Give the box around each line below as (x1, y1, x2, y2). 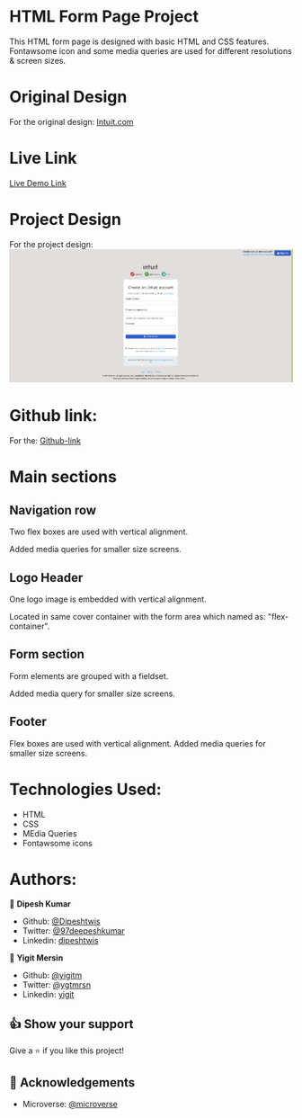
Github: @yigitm (22, 970, 83, 981)
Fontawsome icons (22, 837, 93, 848)
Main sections (9, 467, 117, 487)
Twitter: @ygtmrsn (22, 979, 92, 990)
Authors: (9, 869, 77, 890)
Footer (9, 714, 48, 729)
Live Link (9, 148, 78, 168)
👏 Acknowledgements (9, 1075, 136, 1090)
